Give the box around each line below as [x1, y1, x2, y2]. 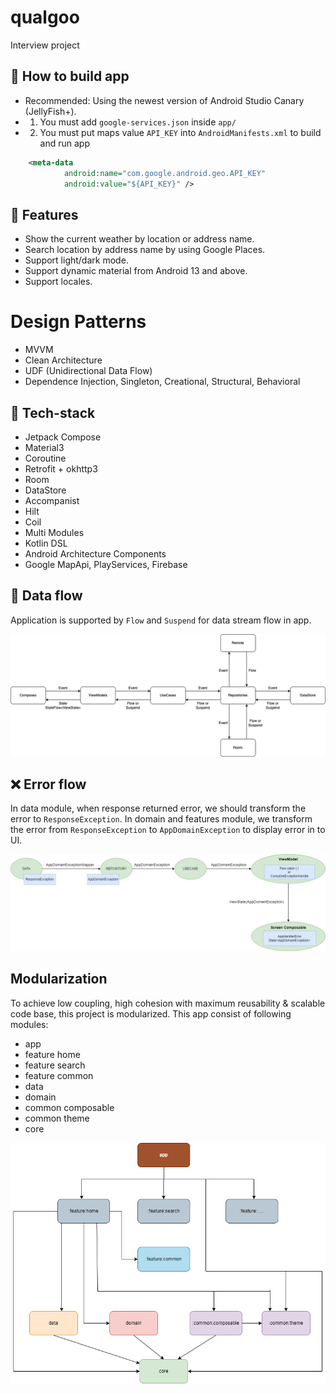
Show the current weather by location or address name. [24, 233, 255, 245]
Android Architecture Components [24, 547, 167, 560]
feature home [24, 1048, 81, 1060]
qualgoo [10, 6, 80, 29]
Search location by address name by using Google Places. [24, 244, 266, 256]
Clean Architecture [24, 354, 103, 366]
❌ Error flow [10, 776, 87, 793]
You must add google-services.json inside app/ [39, 116, 237, 128]
